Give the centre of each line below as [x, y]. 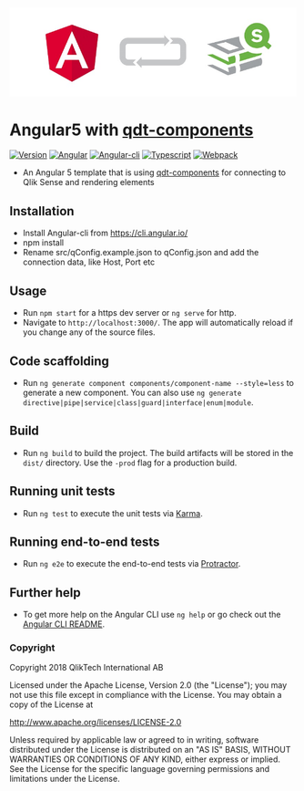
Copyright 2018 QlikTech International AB [86, 668]
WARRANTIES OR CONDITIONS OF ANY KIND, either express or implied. [145, 759]
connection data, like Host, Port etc [89, 262]
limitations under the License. [65, 779]
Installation [42, 211]
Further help [46, 593]
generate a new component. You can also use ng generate [132, 392]
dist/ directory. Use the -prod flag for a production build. [130, 463]
